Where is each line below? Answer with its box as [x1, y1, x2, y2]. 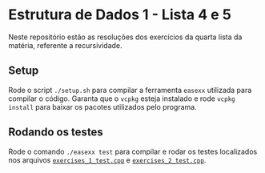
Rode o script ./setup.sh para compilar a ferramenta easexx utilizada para [8, 85, 252, 95]
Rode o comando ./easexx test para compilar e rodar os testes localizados [8, 147, 258, 156]
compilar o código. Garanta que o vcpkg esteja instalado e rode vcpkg [8, 94, 235, 103]
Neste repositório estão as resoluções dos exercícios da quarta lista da [8, 32, 243, 42]
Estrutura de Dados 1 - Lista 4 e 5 [8, 6, 232, 24]
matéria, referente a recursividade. [8, 40, 122, 50]
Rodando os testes [8, 126, 104, 139]
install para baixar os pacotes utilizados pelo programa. [8, 102, 198, 111]
